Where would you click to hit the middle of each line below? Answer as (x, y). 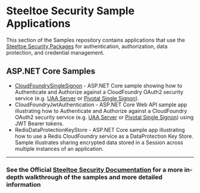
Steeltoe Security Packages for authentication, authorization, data (87, 46)
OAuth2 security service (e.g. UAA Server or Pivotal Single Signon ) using (104, 117)
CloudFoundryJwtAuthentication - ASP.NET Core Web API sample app (101, 105)
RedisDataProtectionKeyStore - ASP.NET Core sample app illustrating (100, 129)
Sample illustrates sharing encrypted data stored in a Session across (99, 142)
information (24, 184)
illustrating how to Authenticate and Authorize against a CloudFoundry (101, 110)
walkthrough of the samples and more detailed (93, 177)
